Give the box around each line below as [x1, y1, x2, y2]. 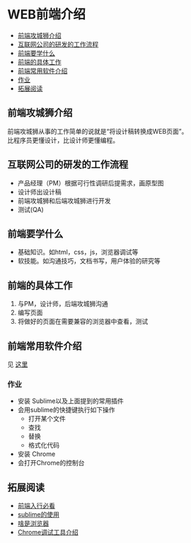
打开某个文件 [28, 414, 66, 423]
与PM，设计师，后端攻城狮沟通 [17, 300, 108, 308]
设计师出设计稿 [17, 187, 62, 196]
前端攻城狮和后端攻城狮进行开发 [17, 196, 111, 205]
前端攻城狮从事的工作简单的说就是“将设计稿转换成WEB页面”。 [7, 127, 188, 135]
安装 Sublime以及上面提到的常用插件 [17, 397, 124, 405]
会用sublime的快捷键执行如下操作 [17, 406, 115, 414]
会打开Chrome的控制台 [17, 459, 85, 467]
